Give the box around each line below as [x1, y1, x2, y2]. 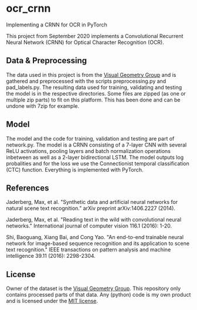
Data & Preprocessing [6, 56, 87, 66]
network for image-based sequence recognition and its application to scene [6, 240, 189, 247]
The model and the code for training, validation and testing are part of [6, 135, 175, 142]
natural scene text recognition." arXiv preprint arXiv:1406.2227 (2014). [6, 205, 176, 212]
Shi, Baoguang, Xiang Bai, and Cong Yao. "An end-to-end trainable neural [6, 234, 184, 241]
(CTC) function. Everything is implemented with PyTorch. [6, 166, 144, 173]
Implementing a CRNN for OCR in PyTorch [6, 21, 107, 28]
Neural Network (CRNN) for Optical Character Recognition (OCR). [6, 39, 164, 46]
